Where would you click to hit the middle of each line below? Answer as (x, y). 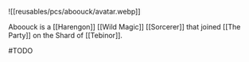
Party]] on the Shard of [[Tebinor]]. (66, 35)
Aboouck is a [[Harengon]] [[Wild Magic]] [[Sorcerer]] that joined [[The (124, 27)
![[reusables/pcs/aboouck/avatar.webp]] (74, 12)
